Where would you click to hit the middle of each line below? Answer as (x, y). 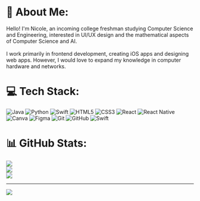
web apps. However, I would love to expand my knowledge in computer (94, 60)
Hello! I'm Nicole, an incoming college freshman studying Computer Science (100, 28)
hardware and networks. (36, 66)
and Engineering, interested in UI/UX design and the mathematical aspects (98, 34)
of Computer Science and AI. (42, 41)
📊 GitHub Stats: (47, 143)
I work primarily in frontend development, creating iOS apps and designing (98, 53)
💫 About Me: (37, 12)
